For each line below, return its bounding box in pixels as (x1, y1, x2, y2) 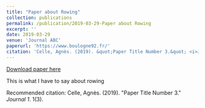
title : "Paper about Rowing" (6, 9, 81, 15)
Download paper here (6, 65, 61, 73)
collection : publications (6, 15, 72, 21)
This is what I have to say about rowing (6, 77, 105, 84)
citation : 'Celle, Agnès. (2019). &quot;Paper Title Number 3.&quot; (6, 49, 187, 55)
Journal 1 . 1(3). (6, 95, 44, 103)
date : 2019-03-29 (6, 32, 51, 38)
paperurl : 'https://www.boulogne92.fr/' (6, 43, 111, 49)
